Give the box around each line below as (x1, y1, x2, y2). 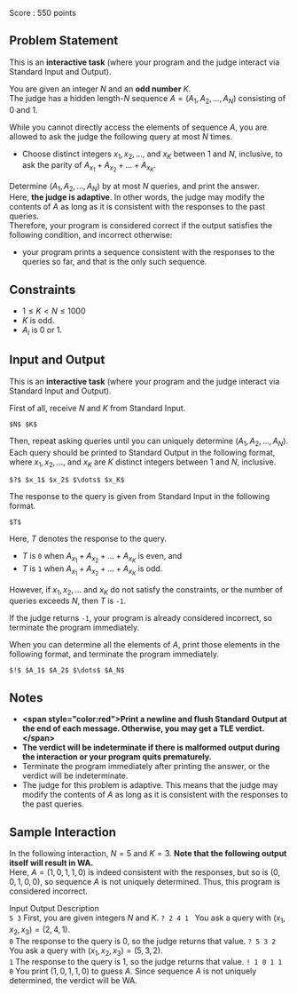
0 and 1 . (9, 104, 38, 115)
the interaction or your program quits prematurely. (21, 751, 213, 762)
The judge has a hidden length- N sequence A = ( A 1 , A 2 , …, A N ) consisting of (9, 92, 286, 106)
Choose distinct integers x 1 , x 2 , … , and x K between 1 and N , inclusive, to (21, 148, 284, 161)
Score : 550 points (9, 8, 77, 18)
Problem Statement (9, 33, 119, 48)
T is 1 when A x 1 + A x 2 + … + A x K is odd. (21, 563, 163, 577)
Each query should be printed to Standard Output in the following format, (9, 447, 276, 457)
